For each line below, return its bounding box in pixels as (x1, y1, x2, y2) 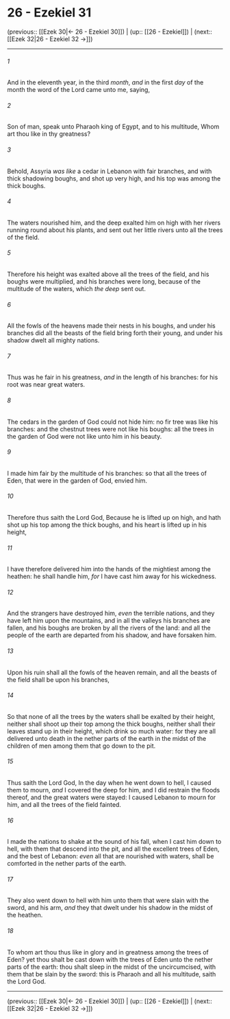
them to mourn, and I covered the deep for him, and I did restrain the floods (7, 786, 220, 794)
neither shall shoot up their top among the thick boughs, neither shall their (7, 720, 216, 728)
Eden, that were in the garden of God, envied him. (7, 476, 148, 485)
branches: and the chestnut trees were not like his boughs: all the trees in (7, 424, 214, 433)
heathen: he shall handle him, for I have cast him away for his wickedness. (7, 572, 217, 581)
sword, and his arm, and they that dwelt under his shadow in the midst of (7, 904, 214, 912)
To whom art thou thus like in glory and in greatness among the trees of (7, 948, 209, 956)
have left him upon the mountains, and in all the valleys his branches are (7, 617, 211, 625)
